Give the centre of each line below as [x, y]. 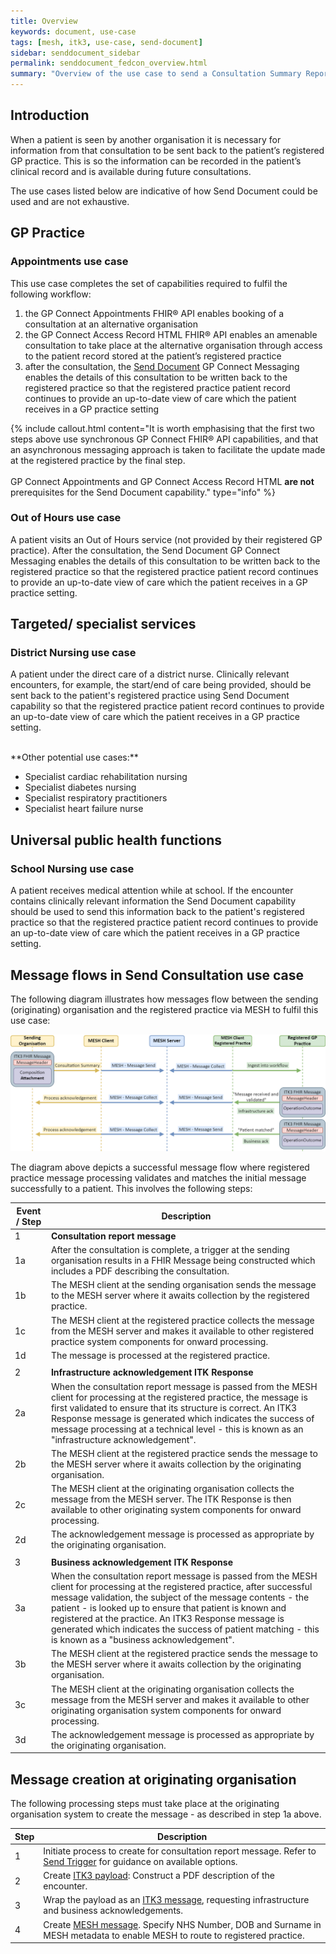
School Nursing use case [72, 868]
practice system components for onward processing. [159, 1341]
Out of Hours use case [66, 518]
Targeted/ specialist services [103, 624]
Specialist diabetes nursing [80, 787]
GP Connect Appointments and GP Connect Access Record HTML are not [162, 481]
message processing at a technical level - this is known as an [177, 1429]
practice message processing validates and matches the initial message [158, 1178]
